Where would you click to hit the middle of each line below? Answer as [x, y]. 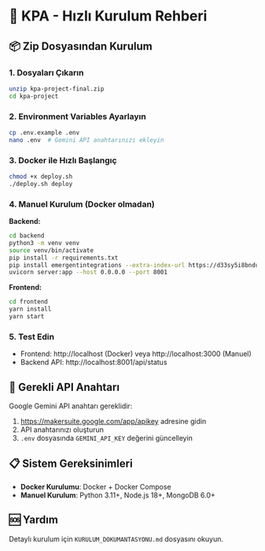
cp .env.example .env [44, 132]
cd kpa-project [34, 96]
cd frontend [28, 302]
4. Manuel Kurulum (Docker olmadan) [82, 204]
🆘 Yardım [33, 520]
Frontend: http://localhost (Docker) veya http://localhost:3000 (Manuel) [136, 354]
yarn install [30, 309]
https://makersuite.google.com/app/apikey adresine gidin [113, 421]
